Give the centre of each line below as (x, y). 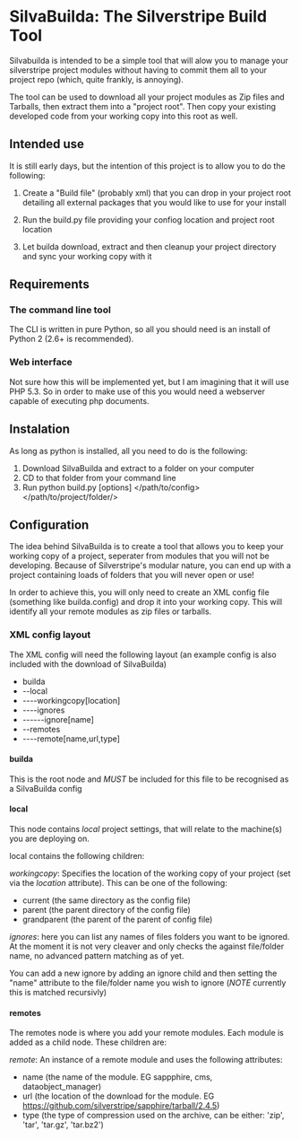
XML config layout (50, 635)
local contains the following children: (77, 856)
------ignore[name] (58, 719)
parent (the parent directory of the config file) (106, 910)
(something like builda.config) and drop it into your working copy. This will (146, 602)
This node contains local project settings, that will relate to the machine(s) (146, 829)
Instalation (39, 429)
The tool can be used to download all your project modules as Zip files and (147, 97)
